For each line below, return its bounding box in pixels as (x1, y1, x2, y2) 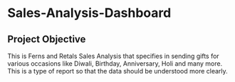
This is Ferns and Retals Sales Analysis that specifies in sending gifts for (7, 52, 219, 60)
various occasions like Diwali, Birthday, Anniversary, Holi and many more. (7, 59, 223, 68)
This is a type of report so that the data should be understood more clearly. (7, 67, 228, 75)
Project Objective (7, 33, 86, 45)
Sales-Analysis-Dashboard (7, 5, 172, 21)
